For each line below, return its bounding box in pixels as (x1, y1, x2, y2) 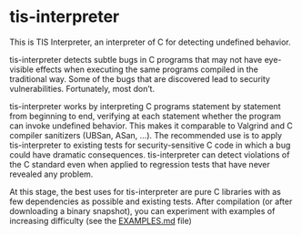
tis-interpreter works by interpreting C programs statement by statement (9, 100, 281, 111)
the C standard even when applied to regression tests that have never (9, 158, 271, 169)
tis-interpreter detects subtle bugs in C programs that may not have (9, 54, 263, 65)
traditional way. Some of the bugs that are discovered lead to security (9, 73, 271, 84)
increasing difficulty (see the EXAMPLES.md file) (9, 215, 193, 226)
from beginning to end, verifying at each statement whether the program (9, 110, 282, 121)
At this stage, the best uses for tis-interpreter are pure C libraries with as (9, 186, 282, 197)
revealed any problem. (9, 169, 94, 179)
